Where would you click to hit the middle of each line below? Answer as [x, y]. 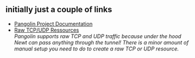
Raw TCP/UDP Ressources [47, 30]
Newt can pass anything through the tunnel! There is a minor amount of [101, 42]
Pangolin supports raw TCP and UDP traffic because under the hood [97, 36]
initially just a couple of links [59, 10]
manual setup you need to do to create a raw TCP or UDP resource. [96, 49]
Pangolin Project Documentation [53, 23]
